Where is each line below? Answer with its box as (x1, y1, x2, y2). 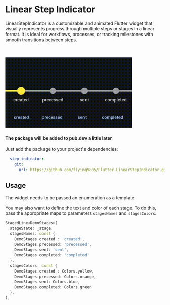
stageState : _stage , (10, 226, 53, 231)
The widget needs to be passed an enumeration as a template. (5, 194, 136, 201)
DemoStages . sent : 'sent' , (14, 247, 69, 252)
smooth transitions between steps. (5, 37, 77, 43)
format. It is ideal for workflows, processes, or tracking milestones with (5, 31, 153, 37)
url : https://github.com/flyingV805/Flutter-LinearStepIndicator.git (18, 167, 168, 173)
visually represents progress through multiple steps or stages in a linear (5, 25, 155, 31)
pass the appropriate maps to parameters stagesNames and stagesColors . (5, 210, 157, 216)
